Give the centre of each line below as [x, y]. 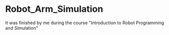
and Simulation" [22, 28]
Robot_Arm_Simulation [54, 9]
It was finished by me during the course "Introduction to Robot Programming [85, 23]
